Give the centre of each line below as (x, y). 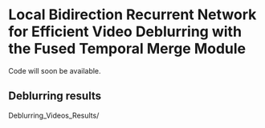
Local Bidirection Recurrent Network (132, 15)
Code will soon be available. (55, 70)
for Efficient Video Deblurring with (125, 32)
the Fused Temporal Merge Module (127, 49)
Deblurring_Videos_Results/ (54, 115)
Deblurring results (55, 96)
